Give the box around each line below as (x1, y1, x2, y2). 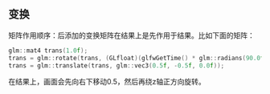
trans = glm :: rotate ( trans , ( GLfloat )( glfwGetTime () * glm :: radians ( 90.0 (8, 54, 261, 62)
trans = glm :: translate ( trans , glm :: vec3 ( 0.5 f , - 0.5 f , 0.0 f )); (8, 61, 225, 70)
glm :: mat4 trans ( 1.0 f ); (8, 47, 88, 55)
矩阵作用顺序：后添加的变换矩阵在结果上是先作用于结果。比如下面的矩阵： (8, 31, 255, 40)
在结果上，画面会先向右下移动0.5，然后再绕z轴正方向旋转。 (8, 77, 207, 87)
